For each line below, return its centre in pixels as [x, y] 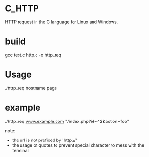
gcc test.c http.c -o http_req [33, 55]
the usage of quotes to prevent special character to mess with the [78, 145]
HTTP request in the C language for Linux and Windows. [62, 22]
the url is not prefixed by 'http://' [45, 140]
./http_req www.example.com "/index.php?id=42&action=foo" [67, 121]
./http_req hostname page [31, 88]
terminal [20, 150]
